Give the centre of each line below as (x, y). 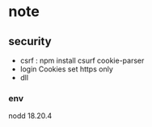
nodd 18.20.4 (30, 116)
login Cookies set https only (66, 69)
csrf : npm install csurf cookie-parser (82, 60)
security (30, 41)
